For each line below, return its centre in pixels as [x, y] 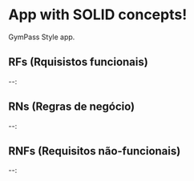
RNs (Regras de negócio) [71, 107]
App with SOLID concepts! [98, 15]
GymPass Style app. [42, 37]
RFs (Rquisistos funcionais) [78, 62]
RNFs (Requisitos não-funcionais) [95, 151]
